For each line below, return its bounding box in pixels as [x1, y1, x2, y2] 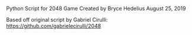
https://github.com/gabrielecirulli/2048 [6, 23, 101, 29]
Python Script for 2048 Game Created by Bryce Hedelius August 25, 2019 [6, 5, 186, 12]
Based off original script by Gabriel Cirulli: [6, 16, 108, 23]
